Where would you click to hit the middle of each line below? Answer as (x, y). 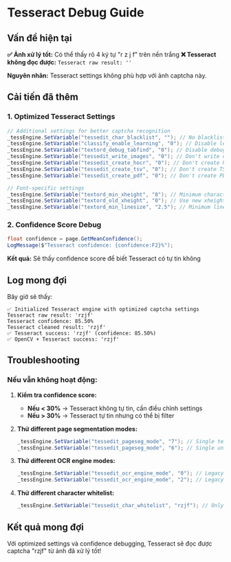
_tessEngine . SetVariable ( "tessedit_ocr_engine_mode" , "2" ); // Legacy (120, 480)
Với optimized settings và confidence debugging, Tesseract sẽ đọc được (110, 543)
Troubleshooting (44, 360)
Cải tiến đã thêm (43, 97)
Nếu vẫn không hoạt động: (52, 380)
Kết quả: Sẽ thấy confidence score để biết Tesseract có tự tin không (104, 258)
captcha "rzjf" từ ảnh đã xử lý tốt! (54, 550)
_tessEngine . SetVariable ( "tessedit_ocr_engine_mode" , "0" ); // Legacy (120, 473)
